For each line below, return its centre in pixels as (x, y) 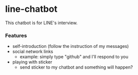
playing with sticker (32, 62)
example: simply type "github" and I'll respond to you (74, 57)
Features (16, 36)
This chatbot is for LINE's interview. (41, 23)
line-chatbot (31, 9)
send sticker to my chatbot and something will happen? (76, 67)
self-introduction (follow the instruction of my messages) (70, 46)
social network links (33, 52)
